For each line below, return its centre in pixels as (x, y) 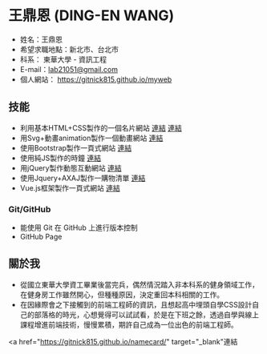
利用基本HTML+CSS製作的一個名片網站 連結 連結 (101, 127)
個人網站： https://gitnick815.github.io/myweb (96, 79)
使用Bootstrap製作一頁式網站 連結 (76, 147)
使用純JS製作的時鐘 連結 (61, 158)
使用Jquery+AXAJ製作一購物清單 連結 (83, 178)
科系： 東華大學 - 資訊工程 (63, 59)
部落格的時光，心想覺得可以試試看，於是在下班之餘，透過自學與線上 (146, 314)
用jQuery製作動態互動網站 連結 (71, 167)
